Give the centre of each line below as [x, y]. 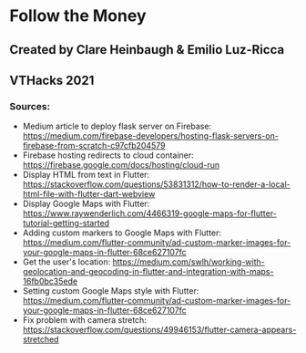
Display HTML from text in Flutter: [86, 175]
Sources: [30, 106]
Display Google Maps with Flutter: [86, 204]
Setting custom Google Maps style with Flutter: [111, 291]
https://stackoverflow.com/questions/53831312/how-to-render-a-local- [157, 184]
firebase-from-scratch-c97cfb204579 [94, 146]
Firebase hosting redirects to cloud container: [108, 155]
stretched [41, 339]
